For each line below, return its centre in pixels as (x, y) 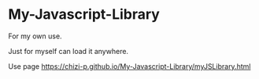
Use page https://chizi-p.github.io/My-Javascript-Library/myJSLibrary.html (129, 66)
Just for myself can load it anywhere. (68, 51)
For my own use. (35, 36)
